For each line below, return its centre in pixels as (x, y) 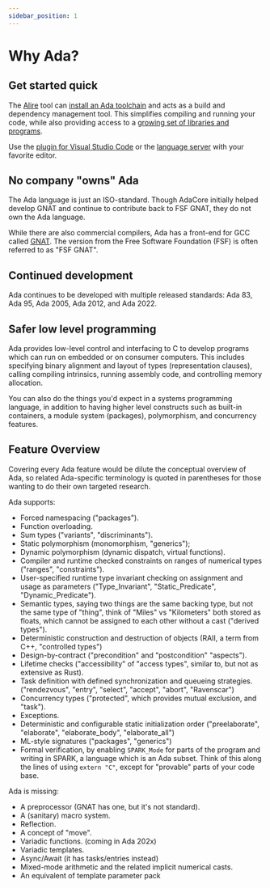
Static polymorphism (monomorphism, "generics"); (105, 543)
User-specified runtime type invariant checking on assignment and (131, 577)
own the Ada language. (47, 217)
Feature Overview (55, 450)
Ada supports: (32, 501)
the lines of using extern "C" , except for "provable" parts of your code (137, 767)
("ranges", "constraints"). (62, 569)
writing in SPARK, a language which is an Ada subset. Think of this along (141, 758)
